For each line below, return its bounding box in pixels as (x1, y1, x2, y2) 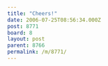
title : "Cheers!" (7, 10, 58, 17)
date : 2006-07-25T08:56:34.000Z (7, 16, 101, 23)
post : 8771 (7, 23, 39, 30)
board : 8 (7, 29, 33, 36)
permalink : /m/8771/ (7, 49, 68, 56)
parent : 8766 (7, 42, 45, 49)
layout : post (7, 36, 45, 43)
